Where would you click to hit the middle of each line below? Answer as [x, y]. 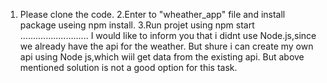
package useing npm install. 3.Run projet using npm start [137, 25]
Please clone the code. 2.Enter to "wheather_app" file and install [152, 14]
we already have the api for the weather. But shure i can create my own [166, 46]
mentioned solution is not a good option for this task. [128, 67]
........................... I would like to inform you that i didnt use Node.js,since [168, 35]
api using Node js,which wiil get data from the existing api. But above [162, 57]
